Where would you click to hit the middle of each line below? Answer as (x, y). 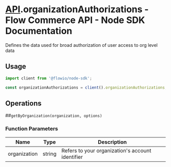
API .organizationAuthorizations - (77, 9)
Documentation (39, 31)
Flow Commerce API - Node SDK (75, 20)
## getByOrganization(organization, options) (54, 116)
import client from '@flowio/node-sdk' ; (49, 78)
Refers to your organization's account (106, 150)
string (50, 154)
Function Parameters (32, 129)
